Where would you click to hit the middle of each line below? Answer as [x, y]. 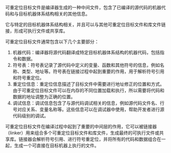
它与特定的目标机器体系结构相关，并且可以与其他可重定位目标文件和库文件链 [85, 25]
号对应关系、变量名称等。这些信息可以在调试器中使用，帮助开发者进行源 [88, 109]
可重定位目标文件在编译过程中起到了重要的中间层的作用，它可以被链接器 [81, 126]
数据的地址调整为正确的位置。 [44, 97]
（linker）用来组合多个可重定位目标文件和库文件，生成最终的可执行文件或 [82, 133]
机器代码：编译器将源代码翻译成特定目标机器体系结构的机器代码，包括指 [88, 52]
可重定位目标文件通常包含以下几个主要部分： [52, 42]
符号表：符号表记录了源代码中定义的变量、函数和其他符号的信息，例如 [86, 65]
